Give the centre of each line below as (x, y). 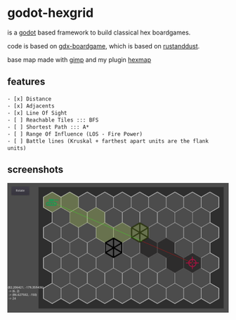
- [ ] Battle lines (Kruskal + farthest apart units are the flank (108, 141)
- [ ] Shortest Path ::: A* (48, 127)
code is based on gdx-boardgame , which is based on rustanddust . (104, 46)
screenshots (35, 170)
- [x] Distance (29, 99)
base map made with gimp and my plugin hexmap (79, 59)
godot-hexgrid (51, 13)
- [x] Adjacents (31, 106)
